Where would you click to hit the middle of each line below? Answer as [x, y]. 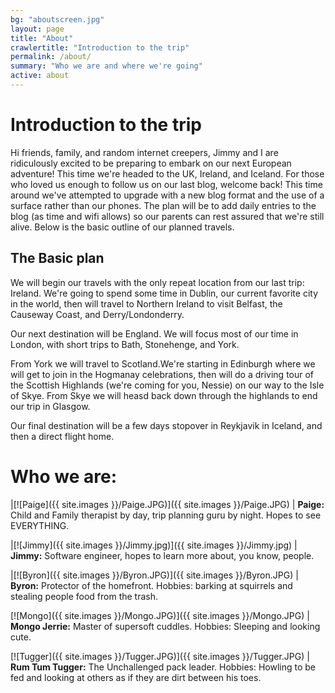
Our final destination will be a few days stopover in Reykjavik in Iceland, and [166, 425]
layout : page [37, 29]
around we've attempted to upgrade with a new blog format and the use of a [167, 195]
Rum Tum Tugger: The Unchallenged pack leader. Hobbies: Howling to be [163, 667]
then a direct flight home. [62, 436]
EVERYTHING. [40, 525]
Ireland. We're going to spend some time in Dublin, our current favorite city [164, 293]
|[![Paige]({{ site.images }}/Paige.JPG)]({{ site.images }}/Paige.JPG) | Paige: [167, 504]
